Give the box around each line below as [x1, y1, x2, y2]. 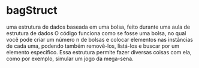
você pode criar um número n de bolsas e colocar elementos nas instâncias [6, 36, 194, 43]
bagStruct [6, 4, 58, 17]
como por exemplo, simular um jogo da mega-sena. [6, 55, 134, 62]
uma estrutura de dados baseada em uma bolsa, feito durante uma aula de [6, 23, 191, 30]
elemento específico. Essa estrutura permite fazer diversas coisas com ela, [6, 48, 192, 55]
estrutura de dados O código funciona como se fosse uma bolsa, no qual [6, 29, 186, 36]
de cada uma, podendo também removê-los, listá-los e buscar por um [6, 42, 180, 50]
